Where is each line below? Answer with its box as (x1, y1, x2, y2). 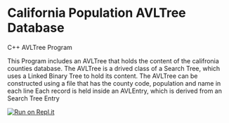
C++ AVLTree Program (7, 43, 72, 51)
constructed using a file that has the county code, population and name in (7, 79, 221, 87)
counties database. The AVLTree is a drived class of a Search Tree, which (7, 64, 221, 72)
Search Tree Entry (7, 93, 60, 103)
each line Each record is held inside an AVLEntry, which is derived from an (7, 86, 223, 95)
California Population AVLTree (7, 5, 186, 21)
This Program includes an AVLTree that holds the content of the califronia (7, 56, 219, 65)
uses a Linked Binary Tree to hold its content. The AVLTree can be (7, 72, 198, 80)
